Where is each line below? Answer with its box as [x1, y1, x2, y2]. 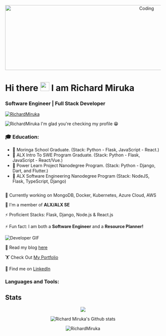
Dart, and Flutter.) [12, 168, 48, 174]
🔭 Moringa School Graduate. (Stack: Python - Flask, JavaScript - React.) [12, 146, 160, 152]
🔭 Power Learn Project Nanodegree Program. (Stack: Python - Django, [12, 162, 156, 168]
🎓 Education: [5, 134, 40, 141]
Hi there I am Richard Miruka [5, 83, 135, 94]
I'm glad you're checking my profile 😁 [41, 121, 119, 127]
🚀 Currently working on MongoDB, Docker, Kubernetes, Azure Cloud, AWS [5, 192, 157, 198]
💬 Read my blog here [5, 244, 48, 250]
